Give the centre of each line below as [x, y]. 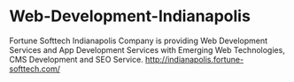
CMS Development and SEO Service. [76, 59]
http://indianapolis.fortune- [194, 59]
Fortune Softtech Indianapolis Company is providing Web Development [139, 41]
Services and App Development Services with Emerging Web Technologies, [147, 49]
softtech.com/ [35, 69]
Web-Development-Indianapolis [130, 16]
